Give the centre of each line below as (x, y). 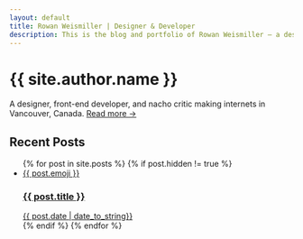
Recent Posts (47, 142)
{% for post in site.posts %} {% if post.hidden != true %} (127, 164)
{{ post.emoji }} (51, 173)
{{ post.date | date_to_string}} (78, 216)
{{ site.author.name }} (94, 79)
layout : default (40, 18)
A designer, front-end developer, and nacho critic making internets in (138, 104)
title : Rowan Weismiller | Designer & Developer (102, 26)
